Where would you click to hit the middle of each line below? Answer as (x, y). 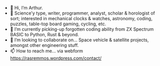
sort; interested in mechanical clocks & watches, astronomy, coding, (81, 18)
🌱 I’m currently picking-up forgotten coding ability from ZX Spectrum (82, 29)
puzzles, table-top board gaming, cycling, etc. (58, 24)
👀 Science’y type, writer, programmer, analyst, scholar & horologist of (83, 13)
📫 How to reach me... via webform (47, 51)
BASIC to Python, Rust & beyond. (45, 35)
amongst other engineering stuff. (44, 45)
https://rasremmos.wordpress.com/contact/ (56, 58)
